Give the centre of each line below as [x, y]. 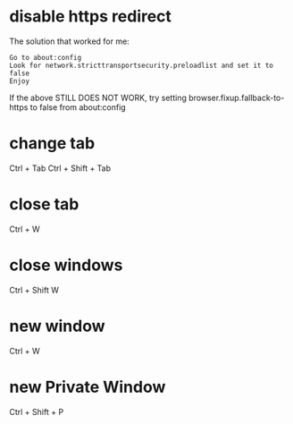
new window [57, 326]
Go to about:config [46, 57]
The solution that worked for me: [69, 41]
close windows [66, 265]
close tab [44, 204]
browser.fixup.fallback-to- [237, 98]
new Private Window [88, 387]
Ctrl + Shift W [34, 290]
